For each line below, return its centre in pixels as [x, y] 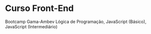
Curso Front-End [39, 8]
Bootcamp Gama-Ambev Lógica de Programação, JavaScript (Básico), [76, 22]
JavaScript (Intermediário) [31, 26]
